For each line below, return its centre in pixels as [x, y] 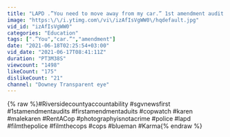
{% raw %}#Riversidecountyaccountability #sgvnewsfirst [89, 104]
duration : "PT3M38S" [37, 59]
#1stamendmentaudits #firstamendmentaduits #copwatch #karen [100, 111]
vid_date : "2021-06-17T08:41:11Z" [57, 53]
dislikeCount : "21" [35, 78]
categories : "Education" [43, 33]
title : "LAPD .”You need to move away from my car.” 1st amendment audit [116, 13]
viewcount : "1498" [33, 65]
